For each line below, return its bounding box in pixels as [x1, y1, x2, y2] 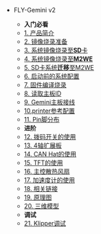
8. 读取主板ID [23, 89, 62, 98]
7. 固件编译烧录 [23, 81, 67, 89]
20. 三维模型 [23, 202, 60, 210]
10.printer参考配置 [23, 107, 76, 115]
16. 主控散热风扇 [23, 168, 70, 175]
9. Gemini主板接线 [23, 98, 76, 106]
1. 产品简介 [23, 29, 55, 37]
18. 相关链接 [23, 185, 58, 192]
